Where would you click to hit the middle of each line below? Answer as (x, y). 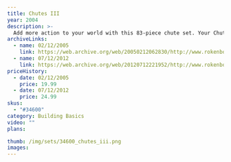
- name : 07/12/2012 (41, 59)
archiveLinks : (27, 39)
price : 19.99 (38, 84)
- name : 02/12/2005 (41, 45)
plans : (16, 129)
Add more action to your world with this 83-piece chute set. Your (112, 33)
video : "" (21, 122)
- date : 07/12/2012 (41, 90)
